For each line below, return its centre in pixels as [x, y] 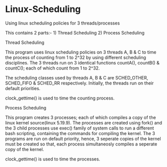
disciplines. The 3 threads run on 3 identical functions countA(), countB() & [82, 62]
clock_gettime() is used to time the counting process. [60, 98]
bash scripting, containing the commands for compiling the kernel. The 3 [80, 133]
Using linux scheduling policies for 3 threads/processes [62, 23]
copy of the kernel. [24, 149]
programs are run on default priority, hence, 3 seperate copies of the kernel [83, 138]
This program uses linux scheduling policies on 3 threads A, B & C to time [81, 52]
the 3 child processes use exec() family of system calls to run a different [79, 128]
